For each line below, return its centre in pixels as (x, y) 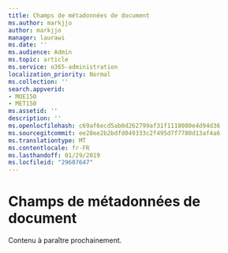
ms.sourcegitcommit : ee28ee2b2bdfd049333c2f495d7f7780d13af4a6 (114, 133)
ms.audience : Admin (40, 52)
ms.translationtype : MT (47, 140)
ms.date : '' (28, 45)
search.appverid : (37, 89)
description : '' (35, 119)
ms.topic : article (38, 60)
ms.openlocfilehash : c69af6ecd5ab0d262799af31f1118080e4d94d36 (114, 126)
